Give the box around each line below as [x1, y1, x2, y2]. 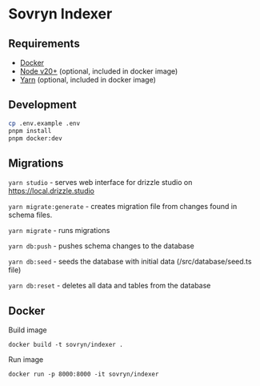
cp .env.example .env [8, 119, 81, 127]
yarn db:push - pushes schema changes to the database [8, 241, 194, 251]
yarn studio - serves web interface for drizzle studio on [8, 178, 193, 187]
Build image [8, 325, 47, 335]
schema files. [8, 210, 53, 220]
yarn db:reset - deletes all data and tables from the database [8, 281, 211, 291]
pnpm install [8, 127, 52, 135]
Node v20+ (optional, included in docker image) [19, 66, 178, 76]
